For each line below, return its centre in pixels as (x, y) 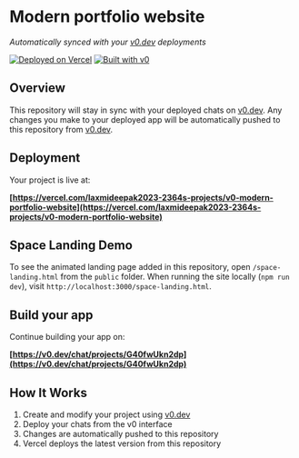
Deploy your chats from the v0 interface (97, 424)
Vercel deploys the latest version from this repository (122, 443)
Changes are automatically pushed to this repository (120, 434)
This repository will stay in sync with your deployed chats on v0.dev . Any (146, 110)
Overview (38, 88)
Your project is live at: (50, 180)
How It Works (49, 393)
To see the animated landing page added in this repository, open (130, 267)
